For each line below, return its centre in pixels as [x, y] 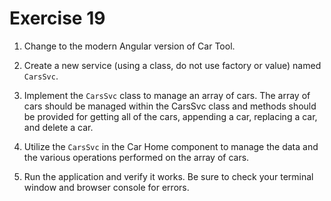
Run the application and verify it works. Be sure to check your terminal [168, 176]
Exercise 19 [57, 18]
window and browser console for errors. [106, 187]
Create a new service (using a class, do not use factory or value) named [172, 65]
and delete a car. [58, 127]
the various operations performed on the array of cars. [136, 157]
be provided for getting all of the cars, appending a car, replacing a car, [170, 116]
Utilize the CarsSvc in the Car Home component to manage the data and [171, 146]
